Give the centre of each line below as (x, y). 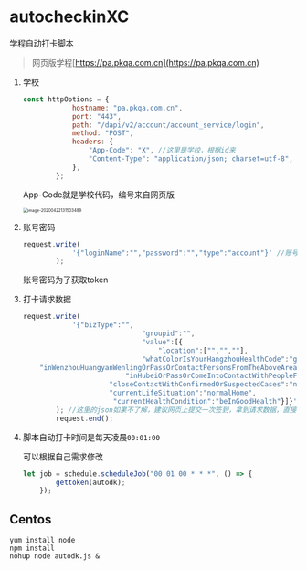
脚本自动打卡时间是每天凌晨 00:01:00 (91, 437)
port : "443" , (96, 116)
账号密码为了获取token (65, 280)
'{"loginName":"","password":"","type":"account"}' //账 (182, 253)
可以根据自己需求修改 (63, 456)
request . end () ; (85, 418)
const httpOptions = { (66, 99)
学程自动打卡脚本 (42, 43)
